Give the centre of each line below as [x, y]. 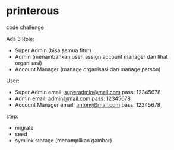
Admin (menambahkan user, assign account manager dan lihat [91, 56]
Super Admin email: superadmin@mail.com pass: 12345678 [88, 92]
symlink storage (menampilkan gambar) [63, 140]
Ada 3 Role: [20, 39]
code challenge [25, 27]
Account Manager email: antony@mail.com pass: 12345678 [88, 104]
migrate [24, 127]
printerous [33, 11]
